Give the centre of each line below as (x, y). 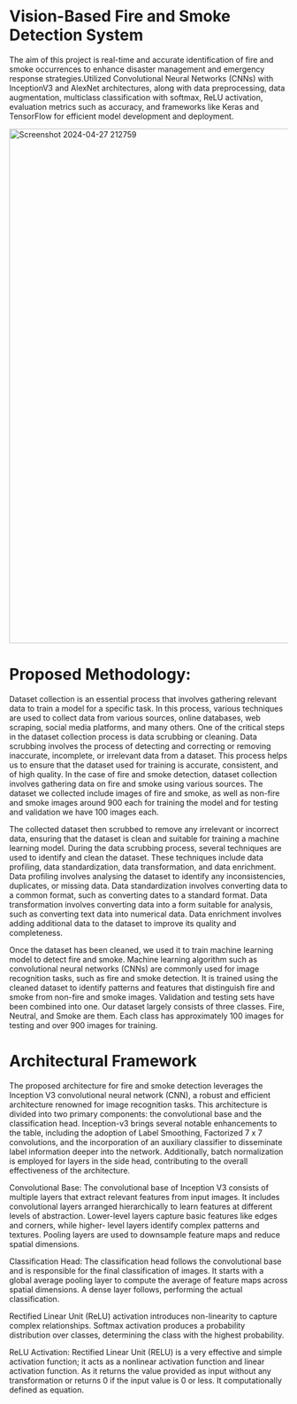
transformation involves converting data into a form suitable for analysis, (141, 904)
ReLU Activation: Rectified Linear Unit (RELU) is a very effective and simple (146, 1352)
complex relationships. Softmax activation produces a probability (127, 1325)
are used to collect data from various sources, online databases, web (135, 718)
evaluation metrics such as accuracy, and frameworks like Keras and (134, 106)
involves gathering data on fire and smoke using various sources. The (136, 784)
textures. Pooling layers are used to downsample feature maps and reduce (145, 1235)
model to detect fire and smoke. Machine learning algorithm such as (133, 959)
